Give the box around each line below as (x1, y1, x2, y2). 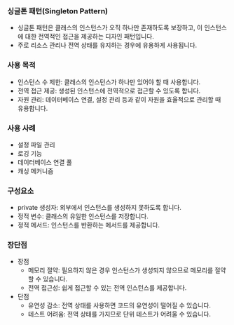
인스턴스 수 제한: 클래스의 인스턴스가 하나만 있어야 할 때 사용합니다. (17, 77, 201, 86)
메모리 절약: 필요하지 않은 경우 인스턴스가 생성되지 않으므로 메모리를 (27, 266, 214, 274)
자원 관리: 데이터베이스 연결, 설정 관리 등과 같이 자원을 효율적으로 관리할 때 (17, 95, 221, 103)
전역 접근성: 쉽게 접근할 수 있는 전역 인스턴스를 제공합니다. (27, 284, 187, 292)
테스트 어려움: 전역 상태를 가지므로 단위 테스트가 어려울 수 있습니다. (27, 310, 212, 319)
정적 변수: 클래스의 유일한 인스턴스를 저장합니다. (17, 212, 149, 220)
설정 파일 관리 (17, 140, 55, 149)
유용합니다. (17, 104, 48, 112)
